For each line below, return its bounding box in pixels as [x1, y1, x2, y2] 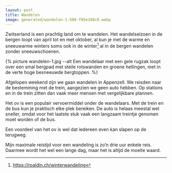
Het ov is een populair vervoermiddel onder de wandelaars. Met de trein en [5, 100, 164, 106]
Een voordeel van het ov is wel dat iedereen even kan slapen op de [5, 126, 147, 132]
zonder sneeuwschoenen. [5, 48, 60, 54]
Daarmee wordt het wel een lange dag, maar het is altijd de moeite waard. [5, 147, 161, 153]
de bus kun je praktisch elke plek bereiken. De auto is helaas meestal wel [5, 106, 160, 112]
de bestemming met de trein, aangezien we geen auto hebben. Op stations [5, 85, 163, 91]
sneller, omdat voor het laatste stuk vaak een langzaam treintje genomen [5, 111, 159, 117]
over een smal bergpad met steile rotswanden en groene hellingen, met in [5, 64, 161, 70]
